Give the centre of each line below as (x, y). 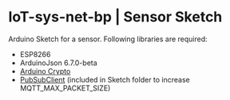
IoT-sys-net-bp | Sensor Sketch (115, 17)
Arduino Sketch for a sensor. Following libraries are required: (108, 39)
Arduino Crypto (45, 71)
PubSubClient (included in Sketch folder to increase (105, 79)
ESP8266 (35, 54)
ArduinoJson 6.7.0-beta (58, 63)
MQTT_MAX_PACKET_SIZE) (65, 88)
